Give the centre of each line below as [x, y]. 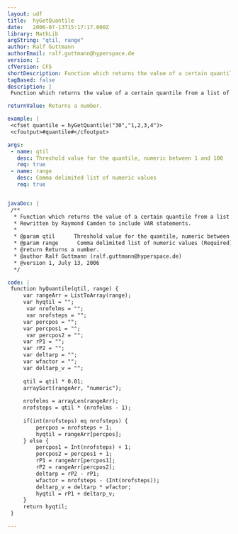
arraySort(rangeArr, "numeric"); [72, 388]
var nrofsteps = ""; [56, 315]
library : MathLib [33, 34]
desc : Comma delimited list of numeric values [87, 178]
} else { [36, 441]
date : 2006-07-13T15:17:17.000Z [58, 27]
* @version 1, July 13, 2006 [57, 263]
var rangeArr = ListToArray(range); [77, 295]
